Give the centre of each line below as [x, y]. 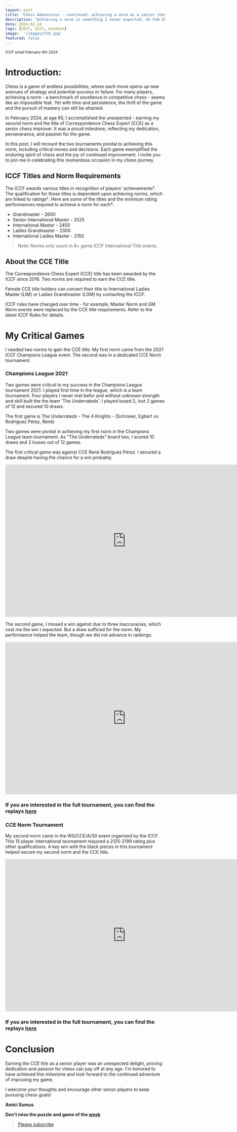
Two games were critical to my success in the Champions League [74, 384]
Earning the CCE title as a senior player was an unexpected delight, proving [84, 1063]
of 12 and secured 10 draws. [35, 406]
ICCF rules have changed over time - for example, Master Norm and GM [81, 304]
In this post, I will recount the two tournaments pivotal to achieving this [79, 144]
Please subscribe [36, 1124]
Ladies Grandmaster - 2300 [42, 230]
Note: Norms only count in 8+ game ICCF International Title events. [88, 246]
